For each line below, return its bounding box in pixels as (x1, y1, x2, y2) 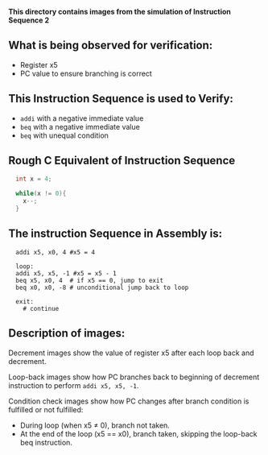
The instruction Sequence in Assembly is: (8, 227, 223, 241)
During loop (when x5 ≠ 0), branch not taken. (19, 420, 171, 430)
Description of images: (8, 326, 126, 341)
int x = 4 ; (15, 175, 52, 184)
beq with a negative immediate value (19, 122, 141, 131)
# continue (23, 304, 60, 312)
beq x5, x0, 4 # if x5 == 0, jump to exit (15, 276, 163, 284)
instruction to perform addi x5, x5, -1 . (8, 380, 139, 390)
